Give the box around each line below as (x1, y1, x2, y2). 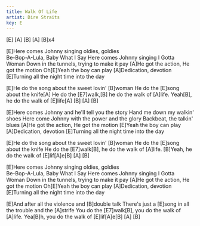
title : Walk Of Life (6, 8, 58, 15)
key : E (6, 20, 23, 26)
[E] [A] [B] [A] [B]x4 (6, 36, 55, 44)
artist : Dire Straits (6, 14, 60, 20)
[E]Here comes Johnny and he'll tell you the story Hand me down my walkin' (6, 109, 194, 116)
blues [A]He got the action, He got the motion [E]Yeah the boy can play (6, 122, 181, 129)
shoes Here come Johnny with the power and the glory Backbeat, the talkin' (6, 115, 193, 122)
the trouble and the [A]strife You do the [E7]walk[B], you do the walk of (6, 207, 181, 214)
